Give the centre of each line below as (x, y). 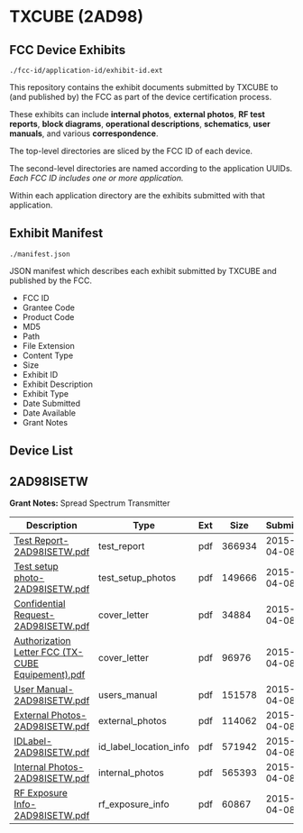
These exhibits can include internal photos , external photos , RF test (138, 114)
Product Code (48, 316)
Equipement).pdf (50, 675)
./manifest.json (40, 254)
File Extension (48, 345)
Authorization (42, 641)
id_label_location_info (144, 747)
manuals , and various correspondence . (84, 133)
